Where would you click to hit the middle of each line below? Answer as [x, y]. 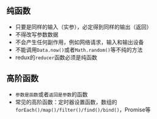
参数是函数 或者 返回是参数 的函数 [51, 94]
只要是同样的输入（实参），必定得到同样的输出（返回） [83, 27]
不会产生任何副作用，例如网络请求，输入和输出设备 [79, 42]
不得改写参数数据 [37, 34]
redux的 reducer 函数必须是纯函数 [56, 57]
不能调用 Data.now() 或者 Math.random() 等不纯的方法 [79, 49]
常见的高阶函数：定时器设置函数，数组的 [66, 102]
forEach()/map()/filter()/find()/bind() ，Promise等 [83, 109]
